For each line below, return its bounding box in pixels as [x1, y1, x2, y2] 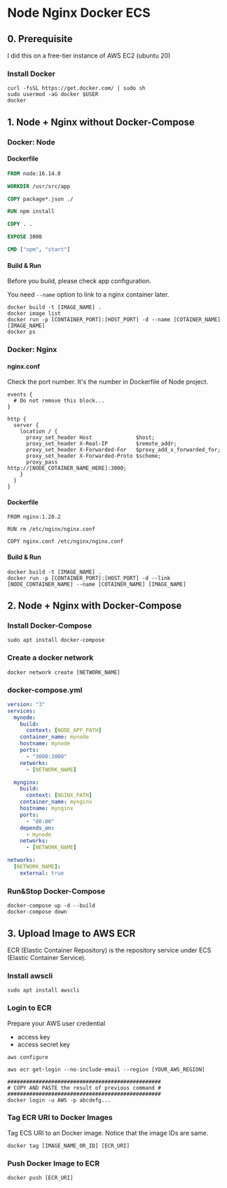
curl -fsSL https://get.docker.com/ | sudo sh [7, 85, 146, 92]
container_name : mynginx [20, 798, 92, 806]
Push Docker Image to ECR [7, 1159, 100, 1168]
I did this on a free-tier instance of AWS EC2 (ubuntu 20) [7, 51, 171, 60]
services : [7, 707, 36, 715]
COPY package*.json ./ [7, 195, 74, 203]
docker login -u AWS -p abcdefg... [7, 1096, 111, 1104]
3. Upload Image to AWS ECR [7, 927, 136, 939]
